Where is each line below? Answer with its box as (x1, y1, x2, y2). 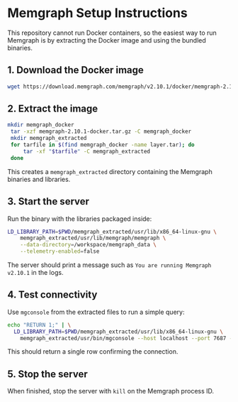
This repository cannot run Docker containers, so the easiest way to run (7, 28, 217, 37)
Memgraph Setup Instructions (7, 5, 188, 21)
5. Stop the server (7, 368, 88, 380)
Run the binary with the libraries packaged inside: (7, 214, 152, 223)
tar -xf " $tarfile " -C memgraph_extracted (23, 148, 151, 155)
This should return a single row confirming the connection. (7, 347, 178, 356)
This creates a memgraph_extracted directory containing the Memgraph (7, 167, 212, 175)
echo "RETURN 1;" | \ (7, 321, 72, 328)
